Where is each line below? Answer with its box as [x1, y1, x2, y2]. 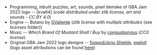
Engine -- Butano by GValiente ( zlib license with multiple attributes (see [9, 19, 153, 25]
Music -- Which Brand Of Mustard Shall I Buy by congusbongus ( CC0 [9, 30, 149, 35]
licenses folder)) [9, 24, 43, 30]
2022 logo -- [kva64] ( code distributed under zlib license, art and [9, 9, 141, 15]
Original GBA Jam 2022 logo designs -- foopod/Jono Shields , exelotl [9, 40, 147, 45]
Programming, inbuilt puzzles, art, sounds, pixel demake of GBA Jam [9, 4, 147, 10]
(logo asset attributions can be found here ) [9, 45, 95, 50]
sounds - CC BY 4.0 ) [9, 14, 51, 20]
